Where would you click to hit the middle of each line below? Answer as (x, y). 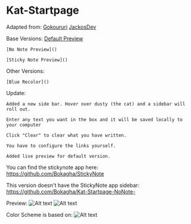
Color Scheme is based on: (39, 214)
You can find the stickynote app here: (52, 167)
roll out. (19, 109)
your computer (24, 125)
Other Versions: (25, 71)
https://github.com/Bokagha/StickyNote (55, 173)
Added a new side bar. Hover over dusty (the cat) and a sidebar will (96, 104)
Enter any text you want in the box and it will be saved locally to (95, 119)
